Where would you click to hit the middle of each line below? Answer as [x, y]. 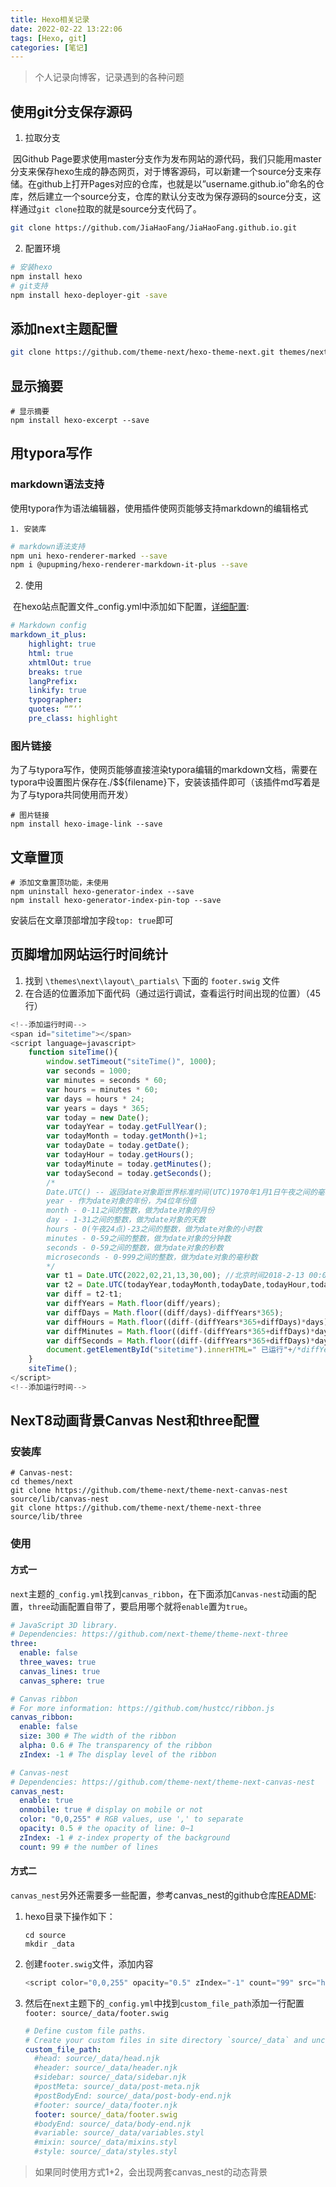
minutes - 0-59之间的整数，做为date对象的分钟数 [139, 1238]
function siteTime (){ [73, 1052]
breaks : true [55, 672]
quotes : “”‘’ [55, 709]
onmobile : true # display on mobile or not [111, 1810]
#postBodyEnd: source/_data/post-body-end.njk [133, 2096]
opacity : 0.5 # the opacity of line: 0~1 [107, 1829]
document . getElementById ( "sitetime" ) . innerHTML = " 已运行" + [169, 1350]
